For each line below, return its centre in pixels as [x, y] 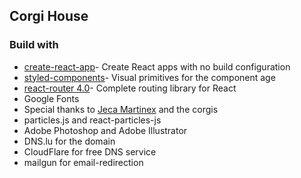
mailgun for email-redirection [83, 162]
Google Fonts [51, 98]
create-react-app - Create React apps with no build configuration [157, 66]
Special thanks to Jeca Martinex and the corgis [121, 109]
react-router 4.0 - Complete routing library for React [130, 88]
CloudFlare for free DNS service [90, 151]
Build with [34, 45]
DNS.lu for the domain [69, 141]
